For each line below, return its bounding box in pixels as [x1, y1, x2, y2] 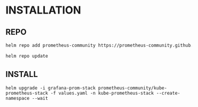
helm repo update [5, 53, 48, 59]
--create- [156, 90, 181, 96]
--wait [31, 95, 48, 101]
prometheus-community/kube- [98, 85, 167, 91]
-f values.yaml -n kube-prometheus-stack [50, 90, 154, 96]
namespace [5, 95, 30, 101]
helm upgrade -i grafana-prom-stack [5, 85, 96, 91]
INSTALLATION [5, 4, 81, 17]
